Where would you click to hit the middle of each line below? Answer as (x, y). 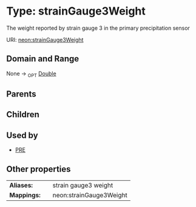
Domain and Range (43, 59)
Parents (21, 94)
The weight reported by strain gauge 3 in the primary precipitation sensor (98, 28)
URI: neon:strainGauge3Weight (45, 39)
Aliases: (21, 185)
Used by (22, 135)
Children (23, 114)
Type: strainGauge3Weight (76, 11)
